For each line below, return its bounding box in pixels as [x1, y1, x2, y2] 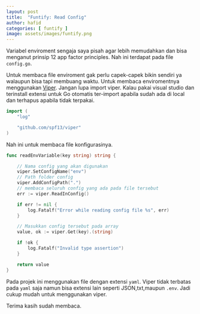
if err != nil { [17, 201, 58, 207]
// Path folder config [17, 174, 73, 181]
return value [17, 262, 50, 268]
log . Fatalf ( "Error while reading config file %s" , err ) [27, 207, 170, 213]
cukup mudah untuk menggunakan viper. [6, 290, 107, 298]
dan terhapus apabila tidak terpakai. [6, 97, 95, 104]
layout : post [6, 8, 39, 15]
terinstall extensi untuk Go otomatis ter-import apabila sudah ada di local [6, 91, 185, 98]
